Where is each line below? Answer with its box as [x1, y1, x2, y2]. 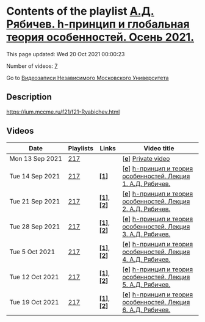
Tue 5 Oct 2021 [9, 247, 56, 256]
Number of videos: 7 [6, 62, 58, 70]
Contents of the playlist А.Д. [6, 4, 154, 18]
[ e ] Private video [121, 154, 170, 163]
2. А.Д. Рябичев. [121, 205, 171, 213]
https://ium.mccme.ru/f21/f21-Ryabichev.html [6, 108, 120, 115]
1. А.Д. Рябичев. [121, 179, 171, 188]
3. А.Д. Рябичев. [121, 230, 171, 238]
